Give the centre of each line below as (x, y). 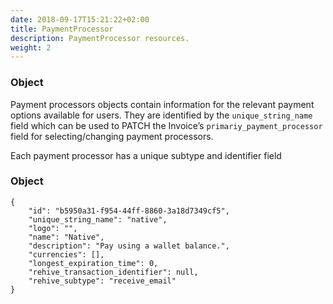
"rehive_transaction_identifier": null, (113, 272)
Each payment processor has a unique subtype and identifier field (146, 155)
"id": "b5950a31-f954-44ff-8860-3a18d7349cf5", (129, 211)
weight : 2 (31, 47)
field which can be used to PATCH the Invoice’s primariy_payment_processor (166, 125)
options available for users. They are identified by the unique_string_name (161, 115)
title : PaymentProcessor (62, 29)
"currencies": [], (66, 254)
